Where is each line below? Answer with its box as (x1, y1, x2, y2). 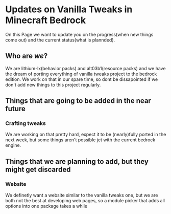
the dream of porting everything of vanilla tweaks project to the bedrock (5, 71, 157, 77)
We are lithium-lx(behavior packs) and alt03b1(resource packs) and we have (5, 65, 166, 71)
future (5, 104, 26, 113)
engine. (5, 142, 21, 148)
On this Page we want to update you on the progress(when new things (5, 31, 154, 37)
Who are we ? (5, 52, 48, 60)
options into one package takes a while (5, 203, 88, 209)
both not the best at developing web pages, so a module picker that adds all (5, 198, 165, 204)
